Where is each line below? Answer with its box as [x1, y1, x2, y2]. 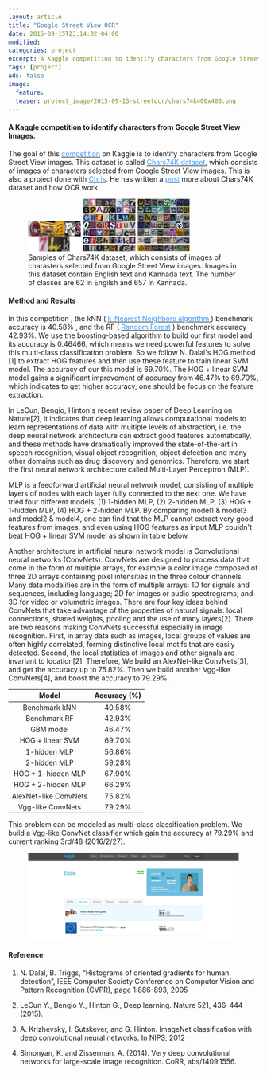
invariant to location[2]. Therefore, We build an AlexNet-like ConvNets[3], [8, 656, 249, 665]
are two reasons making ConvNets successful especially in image [8, 622, 224, 632]
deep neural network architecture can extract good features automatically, [8, 430, 252, 440]
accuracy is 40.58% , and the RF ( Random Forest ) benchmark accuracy [8, 322, 247, 331]
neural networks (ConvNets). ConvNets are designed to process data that [8, 555, 250, 564]
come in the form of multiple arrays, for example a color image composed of [8, 562, 258, 573]
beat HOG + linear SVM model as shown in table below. [8, 531, 189, 540]
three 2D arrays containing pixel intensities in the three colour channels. [8, 571, 244, 581]
